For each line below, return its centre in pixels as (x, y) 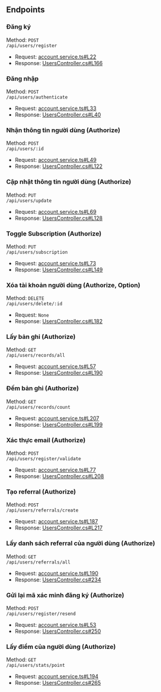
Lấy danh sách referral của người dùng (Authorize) (81, 543)
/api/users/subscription (37, 252)
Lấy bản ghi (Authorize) (41, 337)
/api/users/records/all (36, 356)
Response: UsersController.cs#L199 (59, 424)
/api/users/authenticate (37, 97)
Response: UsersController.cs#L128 (59, 218)
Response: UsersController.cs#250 (58, 631)
